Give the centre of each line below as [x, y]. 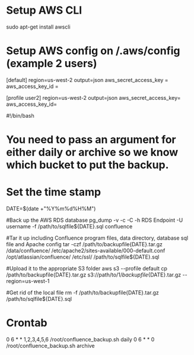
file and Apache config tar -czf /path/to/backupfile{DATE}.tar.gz [85, 244]
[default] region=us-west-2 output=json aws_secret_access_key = [87, 80]
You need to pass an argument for [91, 140]
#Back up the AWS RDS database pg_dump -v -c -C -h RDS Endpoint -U [95, 220]
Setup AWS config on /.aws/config [93, 51]
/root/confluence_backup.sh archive [50, 345]
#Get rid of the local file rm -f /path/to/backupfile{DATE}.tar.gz [82, 293]
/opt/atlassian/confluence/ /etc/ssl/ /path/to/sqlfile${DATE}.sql [83, 257]
